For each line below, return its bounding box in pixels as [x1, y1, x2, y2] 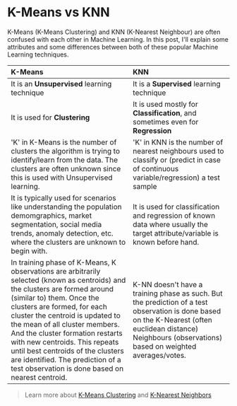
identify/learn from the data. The [11, 155, 119, 165]
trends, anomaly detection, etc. [11, 228, 114, 238]
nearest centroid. [11, 372, 68, 382]
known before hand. [133, 237, 200, 247]
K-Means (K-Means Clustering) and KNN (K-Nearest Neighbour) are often [7, 28, 221, 36]
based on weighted [133, 341, 197, 351]
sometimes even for [133, 117, 199, 127]
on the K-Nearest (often [133, 315, 213, 325]
